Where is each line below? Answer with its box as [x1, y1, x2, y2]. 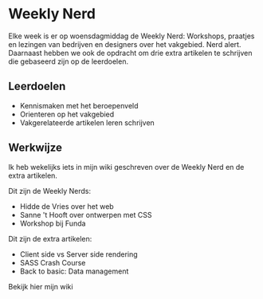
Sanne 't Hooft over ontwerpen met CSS [19, 210, 152, 219]
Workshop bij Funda [19, 218, 86, 228]
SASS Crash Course [19, 258, 86, 267]
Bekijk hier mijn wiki [8, 281, 73, 291]
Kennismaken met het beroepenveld [19, 100, 139, 110]
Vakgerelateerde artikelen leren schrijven [19, 117, 155, 128]
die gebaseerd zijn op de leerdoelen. [8, 57, 129, 66]
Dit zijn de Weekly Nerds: [8, 186, 92, 195]
